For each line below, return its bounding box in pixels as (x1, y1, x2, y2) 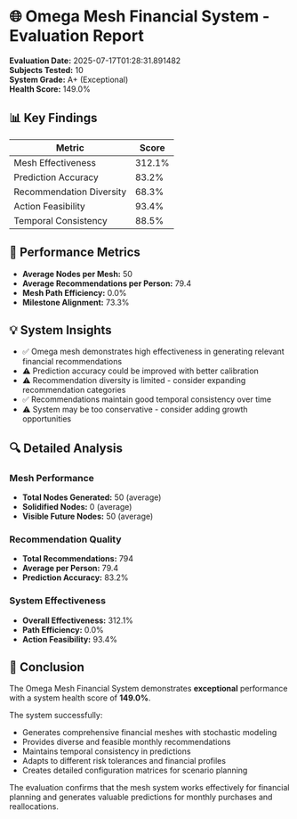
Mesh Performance (9, 471, 95, 484)
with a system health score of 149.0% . (9, 692, 151, 703)
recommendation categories (21, 385, 126, 396)
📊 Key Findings (9, 111, 98, 126)
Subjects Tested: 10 (9, 64, 84, 75)
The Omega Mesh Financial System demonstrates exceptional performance (9, 684, 288, 694)
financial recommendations (21, 356, 123, 367)
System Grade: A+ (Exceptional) (9, 74, 129, 85)
